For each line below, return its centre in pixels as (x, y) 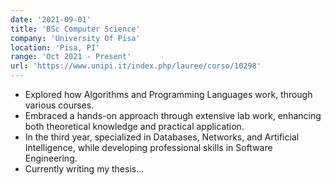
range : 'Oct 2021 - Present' (71, 57)
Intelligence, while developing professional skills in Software (148, 147)
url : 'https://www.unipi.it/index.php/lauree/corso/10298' (136, 66)
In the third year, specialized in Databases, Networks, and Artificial (162, 137)
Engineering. (51, 158)
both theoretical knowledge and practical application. (134, 126)
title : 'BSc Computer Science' (75, 29)
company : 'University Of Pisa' (75, 38)
